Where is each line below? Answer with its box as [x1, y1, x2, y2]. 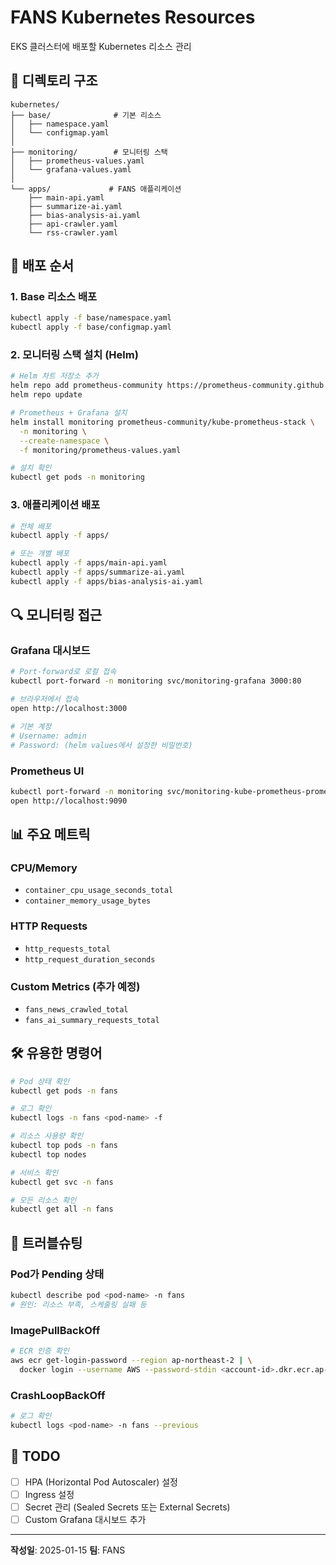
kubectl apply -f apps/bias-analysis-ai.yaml [10, 576, 203, 586]
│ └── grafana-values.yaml [10, 164, 132, 175]
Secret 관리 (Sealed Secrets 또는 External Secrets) [24, 1501, 231, 1513]
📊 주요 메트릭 [10, 826, 91, 843]
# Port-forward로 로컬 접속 [10, 667, 117, 677]
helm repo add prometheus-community [10, 381, 163, 391]
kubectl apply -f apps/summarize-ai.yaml [10, 567, 186, 578]
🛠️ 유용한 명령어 [10, 1045, 103, 1062]
